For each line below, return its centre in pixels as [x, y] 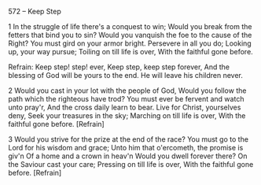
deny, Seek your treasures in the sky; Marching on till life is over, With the [127, 116]
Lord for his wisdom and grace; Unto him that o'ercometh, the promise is [126, 148]
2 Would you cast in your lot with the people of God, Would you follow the [127, 91]
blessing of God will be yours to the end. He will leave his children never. [126, 75]
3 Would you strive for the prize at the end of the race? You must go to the [129, 139]
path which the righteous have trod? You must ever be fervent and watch [126, 99]
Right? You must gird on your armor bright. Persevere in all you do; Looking [130, 43]
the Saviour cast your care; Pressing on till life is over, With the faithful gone [131, 164]
